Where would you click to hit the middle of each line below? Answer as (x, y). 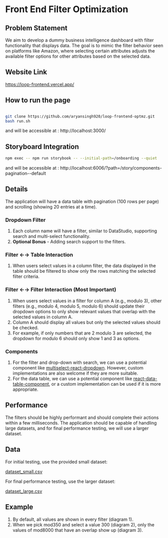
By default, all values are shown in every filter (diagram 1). (73, 519)
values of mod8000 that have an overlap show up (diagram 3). (78, 530)
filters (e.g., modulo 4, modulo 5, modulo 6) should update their (79, 306)
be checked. (26, 327)
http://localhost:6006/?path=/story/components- (111, 168)
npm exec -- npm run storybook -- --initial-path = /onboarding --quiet (81, 158)
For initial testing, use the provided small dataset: (56, 462)
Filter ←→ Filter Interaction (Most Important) (61, 289)
